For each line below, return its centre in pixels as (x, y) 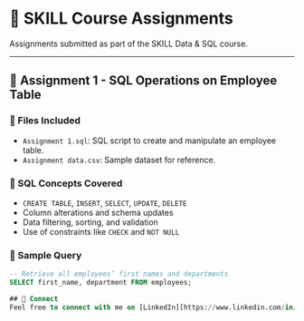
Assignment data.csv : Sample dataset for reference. (119, 160)
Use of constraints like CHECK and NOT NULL (101, 231)
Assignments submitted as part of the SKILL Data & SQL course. (129, 44)
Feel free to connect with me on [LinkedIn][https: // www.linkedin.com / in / (153, 307)
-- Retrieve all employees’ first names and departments (119, 274)
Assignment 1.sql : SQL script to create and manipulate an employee (149, 141)
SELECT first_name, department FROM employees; (101, 283)
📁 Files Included (45, 121)
